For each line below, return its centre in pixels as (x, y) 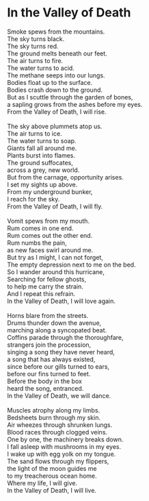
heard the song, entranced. (45, 388)
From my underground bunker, (50, 192)
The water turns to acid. (41, 68)
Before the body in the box (44, 381)
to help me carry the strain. (45, 286)
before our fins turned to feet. (49, 374)
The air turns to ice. (35, 133)
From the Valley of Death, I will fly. (55, 206)
